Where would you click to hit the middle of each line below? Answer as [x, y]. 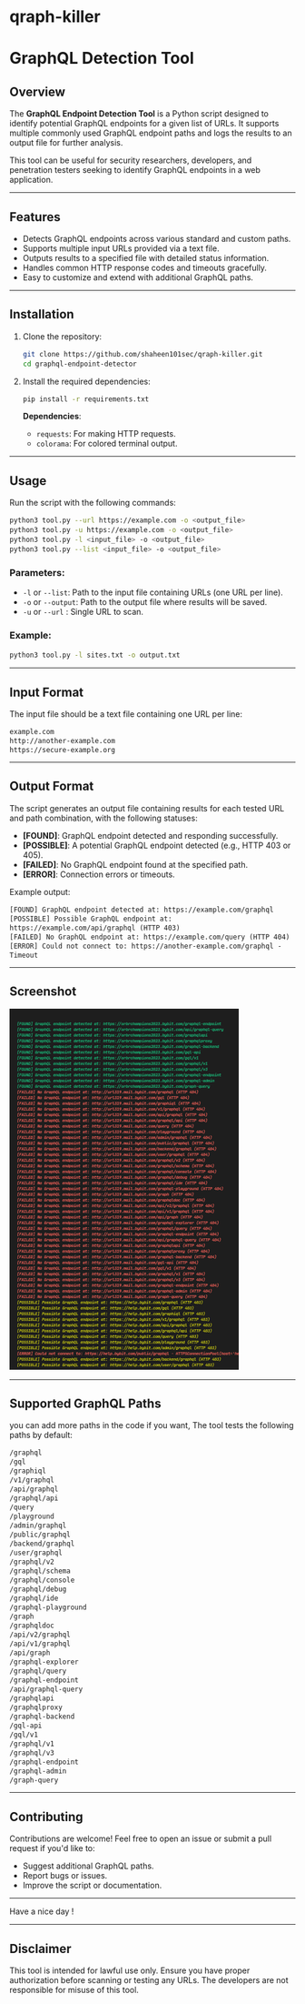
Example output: [40, 891]
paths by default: [41, 1435]
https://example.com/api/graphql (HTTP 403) [95, 928]
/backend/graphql [42, 1544]
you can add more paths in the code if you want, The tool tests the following [152, 1425]
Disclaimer [40, 1949]
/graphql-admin [38, 1771]
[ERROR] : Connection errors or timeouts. [98, 874]
